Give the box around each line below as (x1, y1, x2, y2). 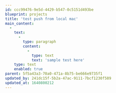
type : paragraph (23, 39, 56, 44)
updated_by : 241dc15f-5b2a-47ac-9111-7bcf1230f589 (5, 76, 112, 81)
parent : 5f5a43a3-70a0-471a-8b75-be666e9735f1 (5, 71, 103, 76)
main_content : (5, 21, 35, 26)
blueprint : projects (5, 12, 48, 17)
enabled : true (14, 67, 43, 72)
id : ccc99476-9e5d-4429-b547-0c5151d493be (5, 7, 94, 12)
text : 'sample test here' (31, 58, 85, 62)
